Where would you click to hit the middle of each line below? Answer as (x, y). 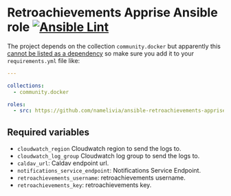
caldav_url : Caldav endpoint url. (63, 163)
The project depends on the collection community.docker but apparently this (114, 46)
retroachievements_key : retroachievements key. (84, 185)
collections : (26, 86)
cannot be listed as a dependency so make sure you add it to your (101, 53)
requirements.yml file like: (44, 60)
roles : (16, 104)
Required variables (48, 132)
